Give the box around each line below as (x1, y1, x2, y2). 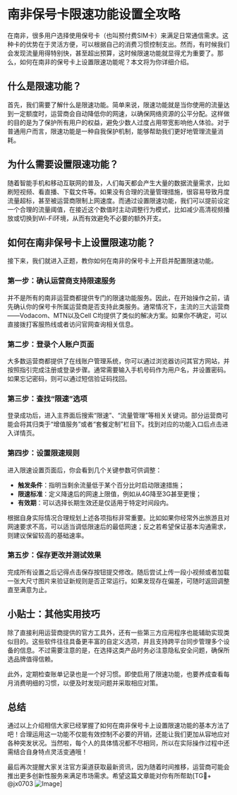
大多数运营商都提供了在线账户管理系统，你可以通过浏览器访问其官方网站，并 (7, 356, 230, 365)
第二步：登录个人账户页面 (7, 339, 95, 349)
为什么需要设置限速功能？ (7, 158, 119, 170)
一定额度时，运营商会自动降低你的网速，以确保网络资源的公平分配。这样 (13, 109, 224, 117)
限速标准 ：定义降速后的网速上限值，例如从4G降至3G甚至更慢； (17, 489, 202, 498)
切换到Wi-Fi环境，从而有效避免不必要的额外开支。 (19, 213, 166, 223)
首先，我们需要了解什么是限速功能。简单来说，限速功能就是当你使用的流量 (7, 100, 224, 109)
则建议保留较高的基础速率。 (7, 531, 88, 539)
